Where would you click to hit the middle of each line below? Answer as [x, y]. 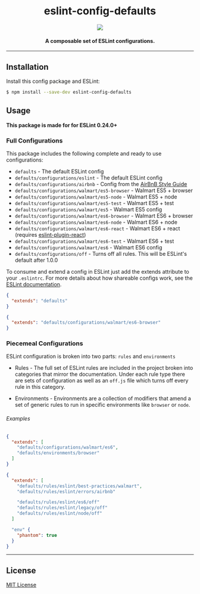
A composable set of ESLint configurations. [100, 41]
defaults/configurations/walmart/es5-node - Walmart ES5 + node [96, 197]
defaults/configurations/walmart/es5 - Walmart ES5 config [88, 209]
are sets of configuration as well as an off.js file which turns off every [101, 380]
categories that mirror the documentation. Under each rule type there [100, 375]
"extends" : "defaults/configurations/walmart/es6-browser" [86, 323]
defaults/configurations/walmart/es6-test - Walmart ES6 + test [94, 241]
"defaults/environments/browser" [58, 453]
